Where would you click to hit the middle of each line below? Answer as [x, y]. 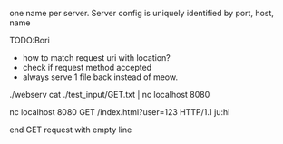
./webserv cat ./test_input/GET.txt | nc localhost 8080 [110, 95]
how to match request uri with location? [96, 58]
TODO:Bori [29, 40]
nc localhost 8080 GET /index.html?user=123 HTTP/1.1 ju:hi [120, 112]
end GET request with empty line [71, 130]
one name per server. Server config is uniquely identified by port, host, [142, 13]
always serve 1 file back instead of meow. [100, 77]
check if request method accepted [87, 67]
